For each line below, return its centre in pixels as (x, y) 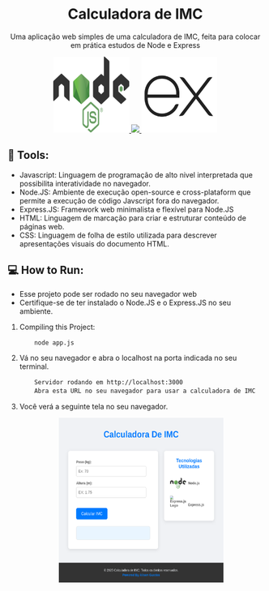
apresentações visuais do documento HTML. (94, 243)
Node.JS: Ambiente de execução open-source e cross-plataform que (135, 192)
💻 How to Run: (46, 270)
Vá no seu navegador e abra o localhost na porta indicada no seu (128, 358)
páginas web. (42, 226)
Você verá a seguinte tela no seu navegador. (94, 407)
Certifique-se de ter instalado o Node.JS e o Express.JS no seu (125, 302)
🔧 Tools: (28, 155)
